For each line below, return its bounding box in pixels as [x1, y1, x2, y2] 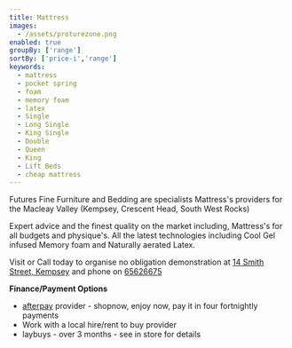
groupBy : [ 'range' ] [9, 46, 82, 55]
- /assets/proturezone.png [17, 29, 117, 38]
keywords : [9, 63, 46, 72]
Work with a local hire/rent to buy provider [21, 320, 178, 330]
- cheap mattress [17, 170, 82, 178]
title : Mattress [9, 12, 69, 22]
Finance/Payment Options [9, 283, 108, 294]
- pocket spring [17, 79, 77, 88]
